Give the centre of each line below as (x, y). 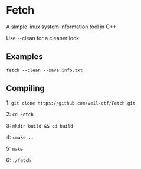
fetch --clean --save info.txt (45, 70)
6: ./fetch (19, 160)
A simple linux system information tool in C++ (61, 27)
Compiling (26, 88)
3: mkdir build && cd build (40, 125)
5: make (14, 148)
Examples (24, 57)
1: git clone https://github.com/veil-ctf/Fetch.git (71, 103)
